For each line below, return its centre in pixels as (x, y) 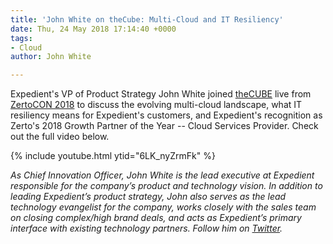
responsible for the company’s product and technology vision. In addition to (166, 186)
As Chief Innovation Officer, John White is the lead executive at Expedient (162, 175)
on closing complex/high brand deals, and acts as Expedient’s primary (156, 218)
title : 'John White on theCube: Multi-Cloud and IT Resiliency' (147, 19)
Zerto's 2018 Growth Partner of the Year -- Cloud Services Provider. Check (164, 126)
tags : (21, 38)
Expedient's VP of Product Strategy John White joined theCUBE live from (161, 94)
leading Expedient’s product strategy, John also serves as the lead (148, 197)
